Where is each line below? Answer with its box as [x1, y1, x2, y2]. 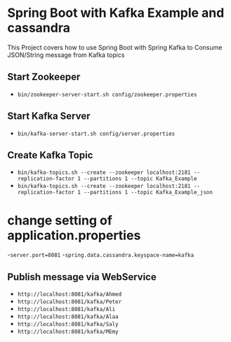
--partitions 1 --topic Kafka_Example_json [84, 189, 213, 196]
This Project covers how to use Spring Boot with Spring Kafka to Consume [7, 43, 223, 51]
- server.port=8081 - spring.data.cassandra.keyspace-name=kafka [7, 251, 194, 259]
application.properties [7, 227, 141, 243]
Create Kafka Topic [7, 149, 93, 161]
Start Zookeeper [7, 71, 81, 83]
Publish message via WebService [7, 271, 157, 283]
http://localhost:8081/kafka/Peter [17, 298, 122, 305]
